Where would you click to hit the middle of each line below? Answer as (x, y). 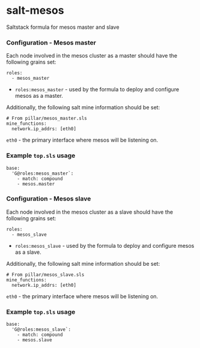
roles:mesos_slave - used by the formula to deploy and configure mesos (105, 245)
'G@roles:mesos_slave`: (41, 330)
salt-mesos (35, 10)
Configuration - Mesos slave (49, 199)
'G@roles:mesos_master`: (43, 173)
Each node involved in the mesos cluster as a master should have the (92, 56)
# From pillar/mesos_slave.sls (45, 274)
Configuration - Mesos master (51, 43)
